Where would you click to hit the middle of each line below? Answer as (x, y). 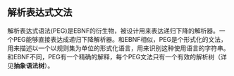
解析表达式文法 (40, 13)
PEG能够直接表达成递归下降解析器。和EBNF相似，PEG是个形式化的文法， (120, 39)
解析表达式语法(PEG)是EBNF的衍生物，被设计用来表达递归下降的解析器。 (113, 31)
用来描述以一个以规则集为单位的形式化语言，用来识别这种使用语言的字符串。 (118, 48)
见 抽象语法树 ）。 (31, 66)
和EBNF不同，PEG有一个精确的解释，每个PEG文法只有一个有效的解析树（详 (117, 56)
